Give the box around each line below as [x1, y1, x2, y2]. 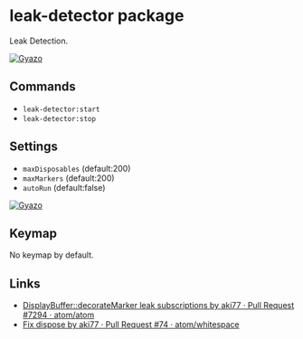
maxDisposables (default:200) [22, 163, 131, 174]
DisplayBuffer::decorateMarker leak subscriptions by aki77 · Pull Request [22, 300, 295, 311]
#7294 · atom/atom [22, 309, 95, 321]
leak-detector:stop [22, 114, 97, 123]
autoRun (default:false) [22, 182, 106, 193]
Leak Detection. [9, 35, 69, 46]
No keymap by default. [9, 250, 94, 260]
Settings [9, 139, 59, 155]
